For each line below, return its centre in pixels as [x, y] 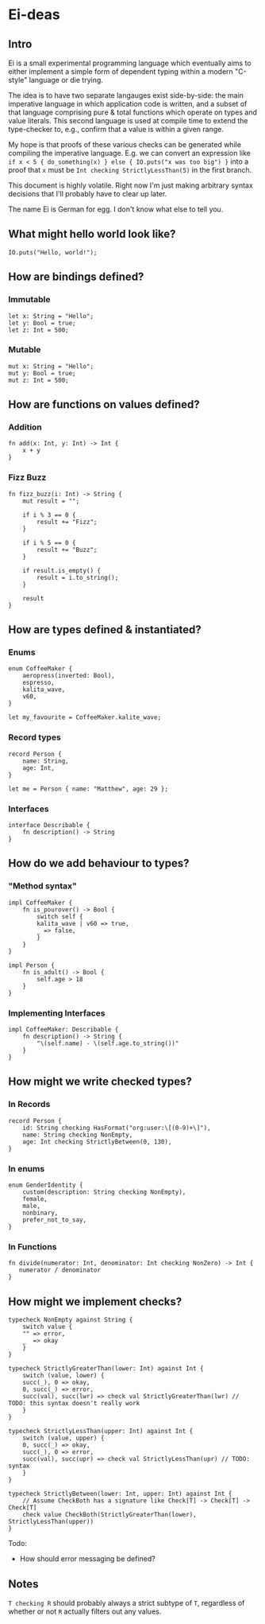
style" [18, 80]
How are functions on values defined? [104, 404]
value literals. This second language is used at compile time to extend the [128, 120]
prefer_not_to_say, [55, 1220]
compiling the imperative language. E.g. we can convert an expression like [130, 153]
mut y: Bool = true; [42, 373]
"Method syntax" [42, 886]
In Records [29, 1105]
